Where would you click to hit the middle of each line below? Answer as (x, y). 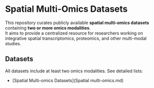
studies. (13, 43)
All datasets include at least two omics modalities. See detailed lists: (74, 71)
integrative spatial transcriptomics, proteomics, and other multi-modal (76, 38)
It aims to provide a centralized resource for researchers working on (74, 33)
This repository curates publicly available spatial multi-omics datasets (77, 23)
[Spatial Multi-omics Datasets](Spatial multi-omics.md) (68, 80)
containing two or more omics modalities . (48, 28)
